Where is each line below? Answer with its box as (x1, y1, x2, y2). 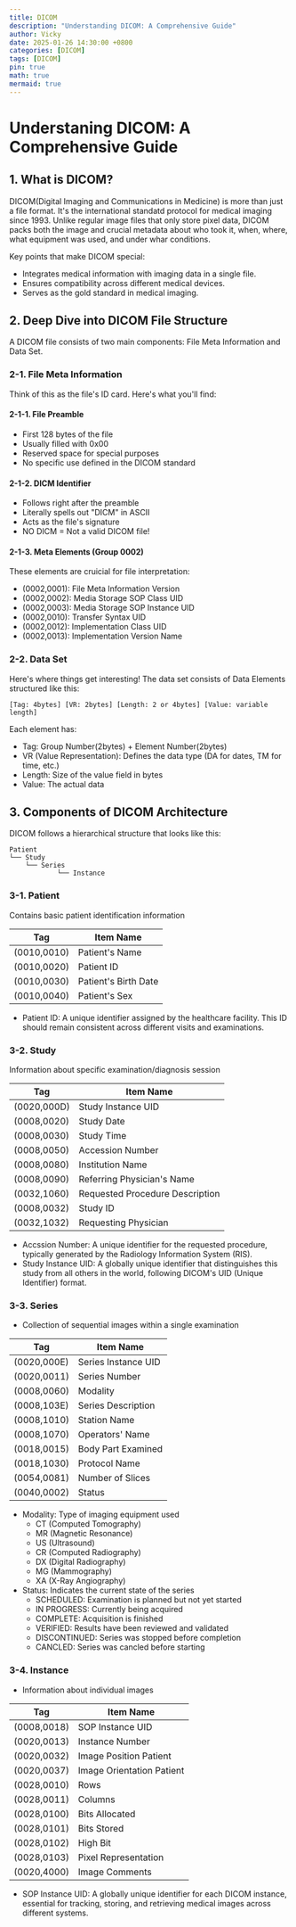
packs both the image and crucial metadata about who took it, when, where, (9, 224, 288, 235)
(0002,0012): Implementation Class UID (21, 622, 167, 632)
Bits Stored (77, 1822, 124, 1834)
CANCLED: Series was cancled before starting (35, 1642, 206, 1652)
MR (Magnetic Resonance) (35, 1528, 133, 1539)
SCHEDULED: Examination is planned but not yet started (35, 1594, 242, 1605)
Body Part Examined (77, 1443, 163, 1455)
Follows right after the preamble (21, 498, 140, 508)
